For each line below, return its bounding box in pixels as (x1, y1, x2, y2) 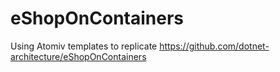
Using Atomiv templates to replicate (10, 40, 158, 52)
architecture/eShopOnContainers (10, 50, 147, 62)
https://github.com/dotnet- (159, 40, 270, 52)
